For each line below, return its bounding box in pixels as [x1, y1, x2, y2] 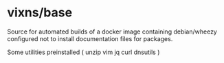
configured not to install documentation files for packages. [7, 34, 173, 42]
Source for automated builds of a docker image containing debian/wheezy [7, 27, 218, 36]
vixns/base [7, 5, 73, 21]
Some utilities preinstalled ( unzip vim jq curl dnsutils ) [7, 48, 160, 56]
